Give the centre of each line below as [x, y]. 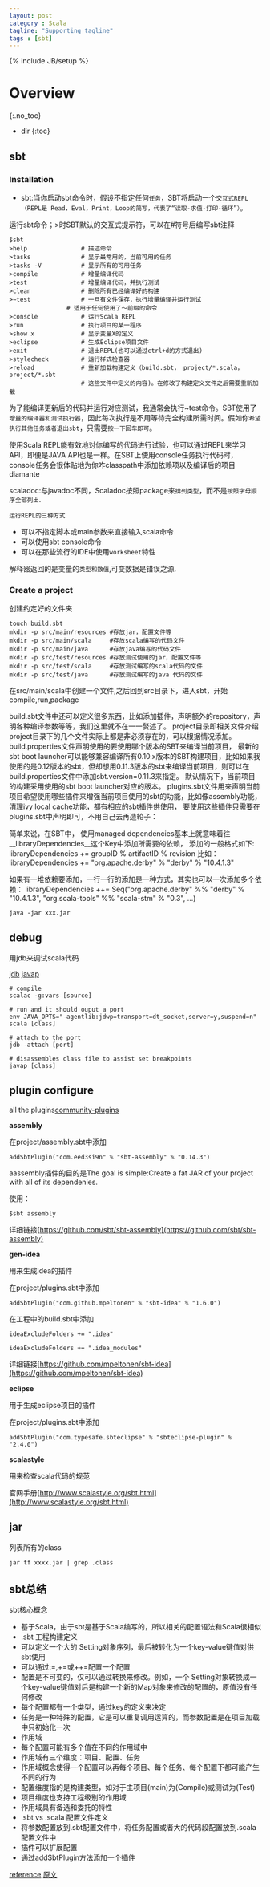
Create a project [41, 590]
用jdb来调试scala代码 [44, 958]
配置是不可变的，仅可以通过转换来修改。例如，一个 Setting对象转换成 [135, 1677]
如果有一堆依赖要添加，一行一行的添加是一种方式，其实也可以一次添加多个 [132, 879]
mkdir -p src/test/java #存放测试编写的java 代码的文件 [106, 675]
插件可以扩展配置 [49, 1848]
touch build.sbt [36, 624]
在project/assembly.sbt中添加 [58, 1142]
